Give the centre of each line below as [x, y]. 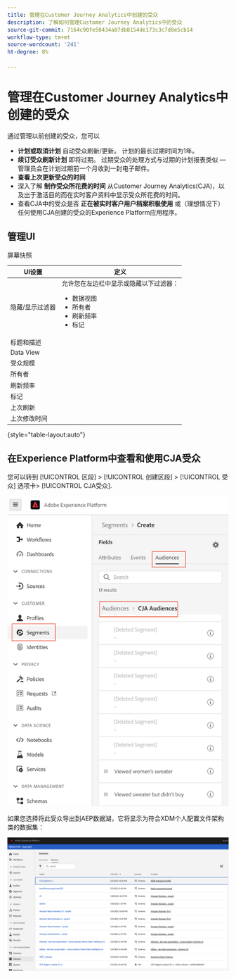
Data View [25, 352]
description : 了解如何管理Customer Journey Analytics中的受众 [95, 22]
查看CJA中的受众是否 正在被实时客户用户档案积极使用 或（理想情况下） [121, 203]
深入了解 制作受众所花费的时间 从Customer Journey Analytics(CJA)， [118, 186]
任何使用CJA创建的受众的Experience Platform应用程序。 [99, 212]
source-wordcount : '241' [44, 45]
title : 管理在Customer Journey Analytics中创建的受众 [83, 15]
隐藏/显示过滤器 [33, 307]
